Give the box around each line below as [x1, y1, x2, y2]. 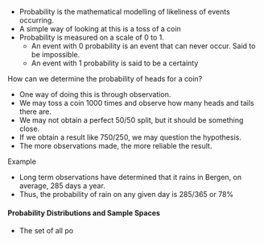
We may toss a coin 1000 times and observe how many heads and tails [19, 98, 254, 107]
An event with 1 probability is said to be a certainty [31, 58, 199, 68]
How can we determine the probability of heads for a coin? [7, 74, 203, 83]
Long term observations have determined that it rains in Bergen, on [19, 173, 242, 182]
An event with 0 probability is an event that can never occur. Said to [31, 41, 256, 51]
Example [7, 157, 37, 166]
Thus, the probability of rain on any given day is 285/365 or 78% [19, 190, 234, 199]
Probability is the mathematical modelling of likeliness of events [19, 7, 230, 16]
